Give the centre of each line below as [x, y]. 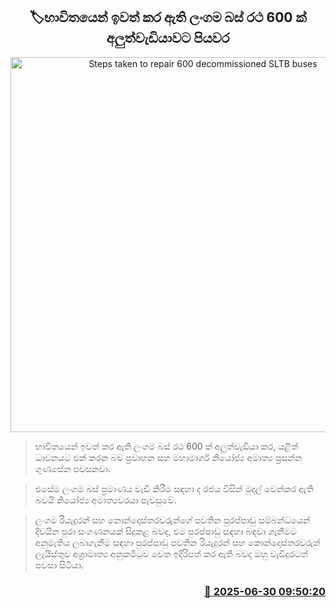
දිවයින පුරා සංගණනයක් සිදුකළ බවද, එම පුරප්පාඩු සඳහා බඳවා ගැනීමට [165, 531]
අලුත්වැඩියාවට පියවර [168, 38]
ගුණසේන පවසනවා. [73, 468]
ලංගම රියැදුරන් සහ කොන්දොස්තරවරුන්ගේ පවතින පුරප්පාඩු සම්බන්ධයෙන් [172, 520]
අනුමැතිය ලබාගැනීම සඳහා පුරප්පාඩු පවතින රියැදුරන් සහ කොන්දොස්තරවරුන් [177, 542]
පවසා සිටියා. [59, 565]
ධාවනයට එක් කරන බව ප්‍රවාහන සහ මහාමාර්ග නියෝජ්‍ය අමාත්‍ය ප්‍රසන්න [168, 457]
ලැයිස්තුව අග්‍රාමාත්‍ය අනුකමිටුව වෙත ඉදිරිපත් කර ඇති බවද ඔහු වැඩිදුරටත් [171, 553]
